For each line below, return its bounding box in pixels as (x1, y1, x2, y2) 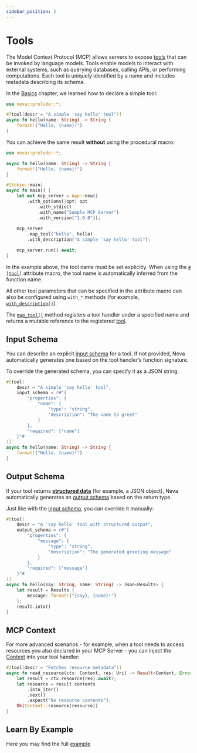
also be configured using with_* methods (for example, (6, 293, 140, 300)
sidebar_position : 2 (6, 8, 57, 15)
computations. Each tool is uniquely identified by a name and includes (6, 72, 175, 79)
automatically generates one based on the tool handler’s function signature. (6, 356, 189, 363)
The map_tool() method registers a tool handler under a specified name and (6, 311, 189, 318)
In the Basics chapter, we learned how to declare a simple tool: (6, 89, 158, 97)
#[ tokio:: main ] (6, 182, 43, 188)
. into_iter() (27, 687, 59, 693)
